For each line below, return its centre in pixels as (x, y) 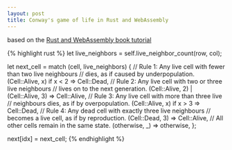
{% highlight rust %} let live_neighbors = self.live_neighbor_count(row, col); (115, 53)
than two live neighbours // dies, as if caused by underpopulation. (101, 74)
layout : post (26, 13)
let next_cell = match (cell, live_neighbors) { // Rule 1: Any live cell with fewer (116, 66)
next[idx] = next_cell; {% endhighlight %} (66, 138)
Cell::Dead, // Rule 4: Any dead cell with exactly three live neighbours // (109, 111)
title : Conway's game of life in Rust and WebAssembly (88, 20)
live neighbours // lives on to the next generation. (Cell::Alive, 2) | (100, 88)
